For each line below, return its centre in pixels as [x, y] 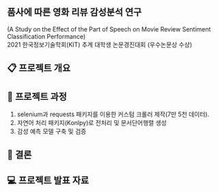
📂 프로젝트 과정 [37, 97]
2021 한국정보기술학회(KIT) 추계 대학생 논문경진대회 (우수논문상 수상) [100, 44]
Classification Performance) [46, 36]
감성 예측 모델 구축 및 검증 [52, 131]
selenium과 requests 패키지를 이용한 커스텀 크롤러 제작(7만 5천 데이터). [113, 114]
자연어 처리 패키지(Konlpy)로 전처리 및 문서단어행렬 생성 [92, 123]
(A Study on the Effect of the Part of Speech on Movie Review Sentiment [109, 29]
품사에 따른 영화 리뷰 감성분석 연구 [74, 12]
